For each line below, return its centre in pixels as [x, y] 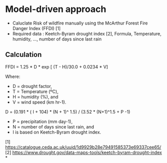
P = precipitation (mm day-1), [42, 121]
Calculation [24, 55]
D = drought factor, [32, 86]
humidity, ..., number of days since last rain [57, 39]
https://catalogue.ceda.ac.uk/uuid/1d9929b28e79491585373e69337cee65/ [83, 147]
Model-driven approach [56, 9]
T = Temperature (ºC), [35, 91]
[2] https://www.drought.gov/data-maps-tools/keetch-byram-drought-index [83, 152]
